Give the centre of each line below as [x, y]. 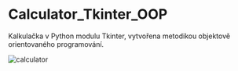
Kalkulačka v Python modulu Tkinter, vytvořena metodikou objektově [119, 36]
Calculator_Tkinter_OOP [88, 14]
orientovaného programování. [56, 44]
